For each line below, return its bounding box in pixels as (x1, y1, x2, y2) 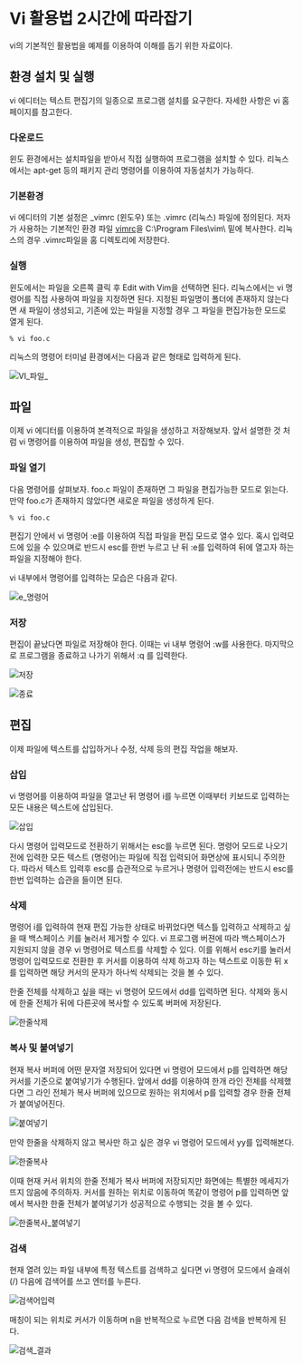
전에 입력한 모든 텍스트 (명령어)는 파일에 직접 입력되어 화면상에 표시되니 (9, 852, 261, 862)
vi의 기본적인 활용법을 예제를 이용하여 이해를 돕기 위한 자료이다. (9, 40, 233, 51)
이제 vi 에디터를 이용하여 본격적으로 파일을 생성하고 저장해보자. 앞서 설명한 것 (9, 425, 281, 436)
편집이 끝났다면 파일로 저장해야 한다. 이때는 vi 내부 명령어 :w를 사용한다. (9, 638, 263, 649)
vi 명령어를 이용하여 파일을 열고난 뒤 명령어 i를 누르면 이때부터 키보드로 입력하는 (9, 791, 290, 802)
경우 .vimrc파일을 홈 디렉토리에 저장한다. (25, 235, 170, 246)
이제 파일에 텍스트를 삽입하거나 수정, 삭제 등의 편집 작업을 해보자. (9, 743, 239, 754)
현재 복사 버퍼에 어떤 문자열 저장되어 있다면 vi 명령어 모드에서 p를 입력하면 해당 (9, 1064, 289, 1075)
